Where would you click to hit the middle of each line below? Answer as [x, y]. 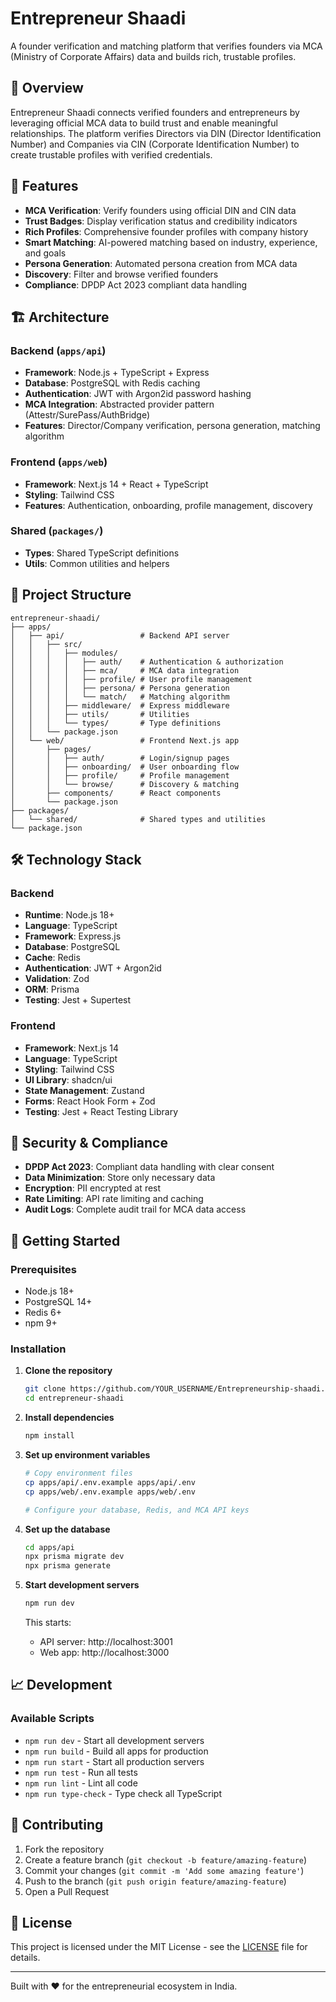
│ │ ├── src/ [46, 644]
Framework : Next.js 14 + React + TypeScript [116, 484]
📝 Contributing [57, 1825]
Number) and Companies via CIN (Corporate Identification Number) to [155, 144]
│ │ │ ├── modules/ [64, 653]
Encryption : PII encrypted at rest [93, 1188]
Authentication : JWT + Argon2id [93, 968]
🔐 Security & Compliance [89, 1143]
